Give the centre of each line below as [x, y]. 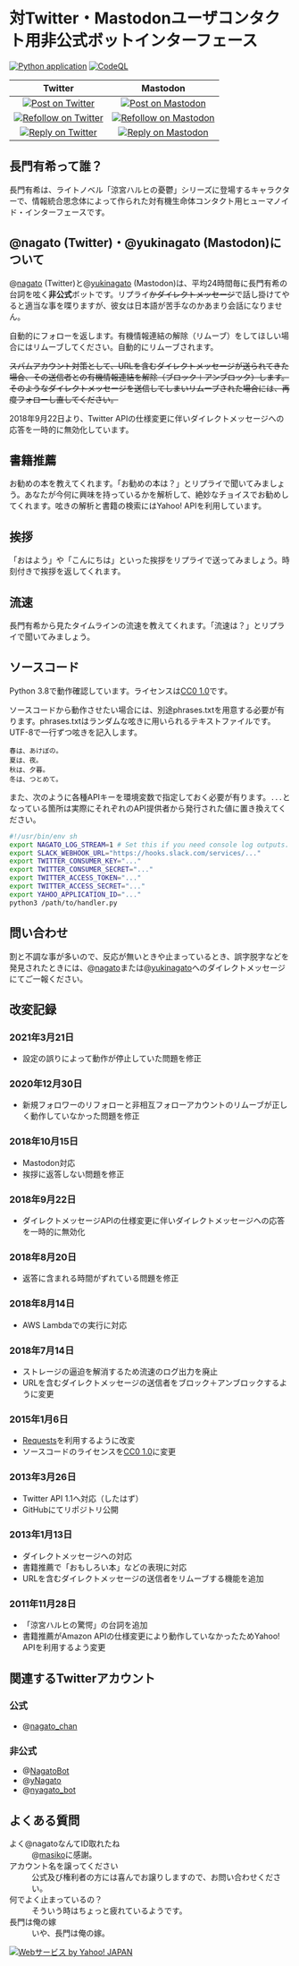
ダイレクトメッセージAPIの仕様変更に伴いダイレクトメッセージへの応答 [154, 1221]
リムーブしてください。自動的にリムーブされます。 [125, 346]
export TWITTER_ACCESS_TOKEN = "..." [75, 878]
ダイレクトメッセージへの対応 [77, 1556]
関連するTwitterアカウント [83, 1678]
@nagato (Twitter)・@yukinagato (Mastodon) [140, 243]
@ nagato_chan [50, 1726]
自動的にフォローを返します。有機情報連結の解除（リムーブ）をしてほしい [145, 336]
